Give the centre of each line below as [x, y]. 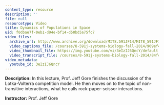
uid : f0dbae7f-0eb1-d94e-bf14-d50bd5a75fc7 [50, 32]
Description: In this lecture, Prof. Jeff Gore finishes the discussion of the [78, 79]
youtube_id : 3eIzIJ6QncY [35, 64]
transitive [14, 89]
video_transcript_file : [33, 55]
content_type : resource [29, 10]
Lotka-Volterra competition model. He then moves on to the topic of [73, 83]
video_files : [18, 37]
